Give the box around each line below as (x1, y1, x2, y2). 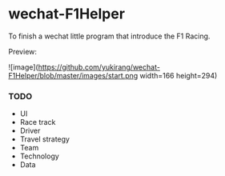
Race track (19, 118, 56, 127)
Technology (19, 151, 60, 161)
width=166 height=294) (139, 70, 218, 80)
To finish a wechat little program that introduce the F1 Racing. (8, 31, 211, 41)
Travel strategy (19, 134, 70, 144)
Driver (19, 126, 41, 136)
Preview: (8, 46, 38, 56)
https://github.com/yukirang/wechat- (38, 62, 160, 72)
